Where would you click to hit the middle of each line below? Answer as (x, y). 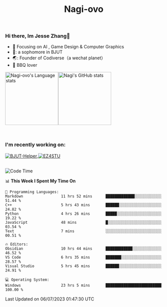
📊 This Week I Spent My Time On (40, 181)
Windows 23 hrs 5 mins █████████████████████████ (83, 286)
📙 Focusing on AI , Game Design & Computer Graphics (68, 47)
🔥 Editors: (17, 244)
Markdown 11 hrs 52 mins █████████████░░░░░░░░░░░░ (83, 196)
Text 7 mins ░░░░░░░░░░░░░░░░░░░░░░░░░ (83, 231)
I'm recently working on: (35, 145)
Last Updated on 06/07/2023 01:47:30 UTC (50, 299)
